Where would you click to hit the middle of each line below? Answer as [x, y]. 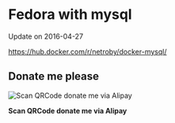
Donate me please [54, 76]
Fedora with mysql [70, 15]
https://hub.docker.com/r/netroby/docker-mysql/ [87, 51]
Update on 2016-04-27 [46, 36]
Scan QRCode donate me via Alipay [68, 110]
